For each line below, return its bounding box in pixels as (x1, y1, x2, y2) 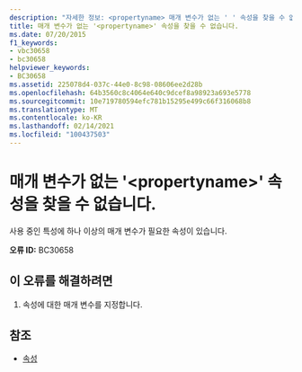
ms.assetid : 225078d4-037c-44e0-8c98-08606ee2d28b (9, 80, 203, 89)
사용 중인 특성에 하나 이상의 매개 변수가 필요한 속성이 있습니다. (9, 226, 227, 236)
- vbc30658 (9, 47, 50, 56)
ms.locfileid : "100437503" (9, 130, 111, 139)
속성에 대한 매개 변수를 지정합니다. (22, 298, 143, 310)
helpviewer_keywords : (9, 64, 91, 73)
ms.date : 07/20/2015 (9, 30, 87, 39)
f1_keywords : (9, 38, 58, 48)
